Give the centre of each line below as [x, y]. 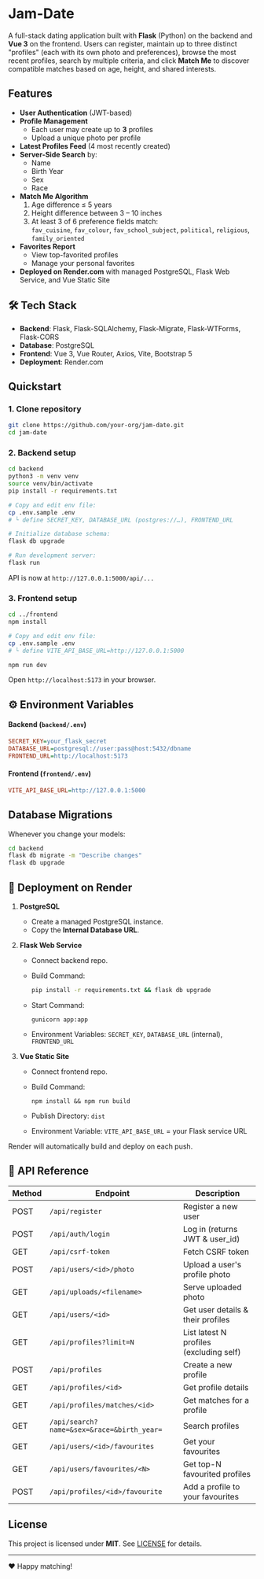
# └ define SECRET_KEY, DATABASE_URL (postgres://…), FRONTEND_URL [121, 520]
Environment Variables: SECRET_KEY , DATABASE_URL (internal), [127, 1034]
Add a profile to [212, 1486]
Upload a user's [213, 1264]
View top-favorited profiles [75, 255]
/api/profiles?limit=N [92, 1342]
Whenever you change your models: [67, 834]
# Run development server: [52, 555]
